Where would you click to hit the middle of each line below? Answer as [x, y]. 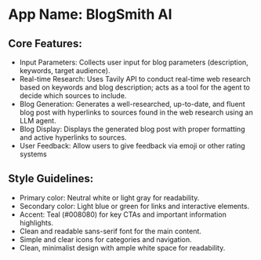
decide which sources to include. [73, 95]
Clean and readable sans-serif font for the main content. [111, 231]
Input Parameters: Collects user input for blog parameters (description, [134, 62]
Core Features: [45, 44]
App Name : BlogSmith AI [90, 15]
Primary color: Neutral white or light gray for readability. [109, 197]
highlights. [36, 222]
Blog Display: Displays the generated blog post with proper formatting [132, 129]
